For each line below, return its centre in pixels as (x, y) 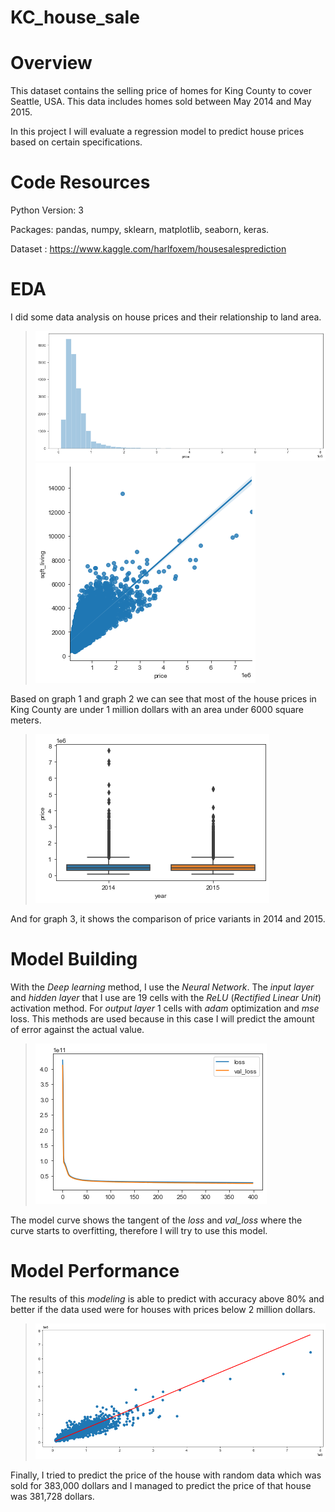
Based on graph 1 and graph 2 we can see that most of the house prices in (163, 698)
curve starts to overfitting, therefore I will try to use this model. (139, 1230)
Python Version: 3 (47, 210)
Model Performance (95, 1270)
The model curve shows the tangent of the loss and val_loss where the (156, 1220)
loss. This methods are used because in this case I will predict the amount (162, 1018)
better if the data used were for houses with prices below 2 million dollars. (163, 1309)
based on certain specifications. (76, 142)
